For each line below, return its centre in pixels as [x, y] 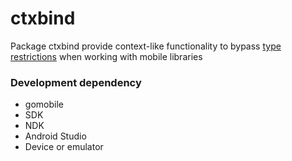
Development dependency [76, 82]
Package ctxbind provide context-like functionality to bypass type [146, 46]
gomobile [44, 104]
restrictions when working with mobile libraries [106, 56]
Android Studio [55, 136]
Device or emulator [64, 147]
